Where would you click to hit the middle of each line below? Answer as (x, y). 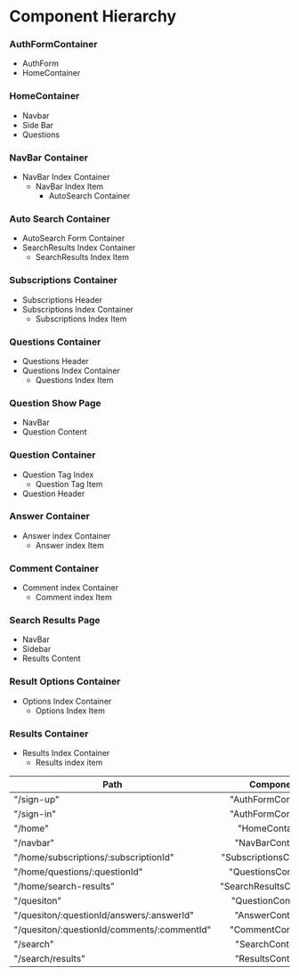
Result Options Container (65, 681)
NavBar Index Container (66, 177)
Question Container (53, 455)
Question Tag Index (58, 475)
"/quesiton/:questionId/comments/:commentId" (113, 930)
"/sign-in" (35, 814)
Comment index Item (74, 598)
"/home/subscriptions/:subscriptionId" (94, 858)
